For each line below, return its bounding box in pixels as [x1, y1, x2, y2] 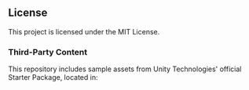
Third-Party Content [8, 46, 88, 57]
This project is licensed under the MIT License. [8, 27, 160, 36]
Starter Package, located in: [8, 73, 98, 82]
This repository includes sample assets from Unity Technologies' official [8, 64, 242, 74]
